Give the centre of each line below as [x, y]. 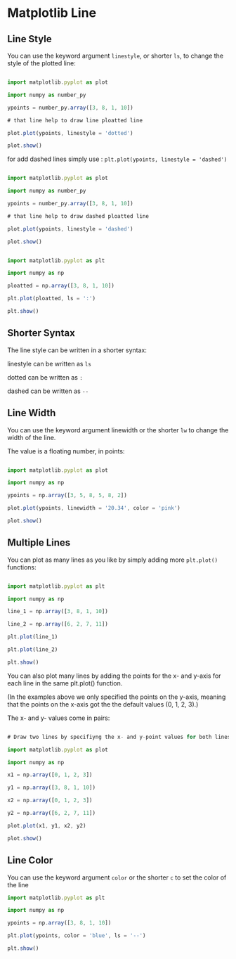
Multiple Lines [39, 543]
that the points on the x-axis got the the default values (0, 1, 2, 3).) [103, 704]
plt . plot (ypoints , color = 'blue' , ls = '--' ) [77, 936]
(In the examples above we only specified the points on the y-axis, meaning [117, 697]
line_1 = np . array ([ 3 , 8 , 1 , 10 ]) [58, 612]
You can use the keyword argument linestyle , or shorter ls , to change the [115, 56]
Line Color [30, 860]
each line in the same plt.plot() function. [65, 683]
